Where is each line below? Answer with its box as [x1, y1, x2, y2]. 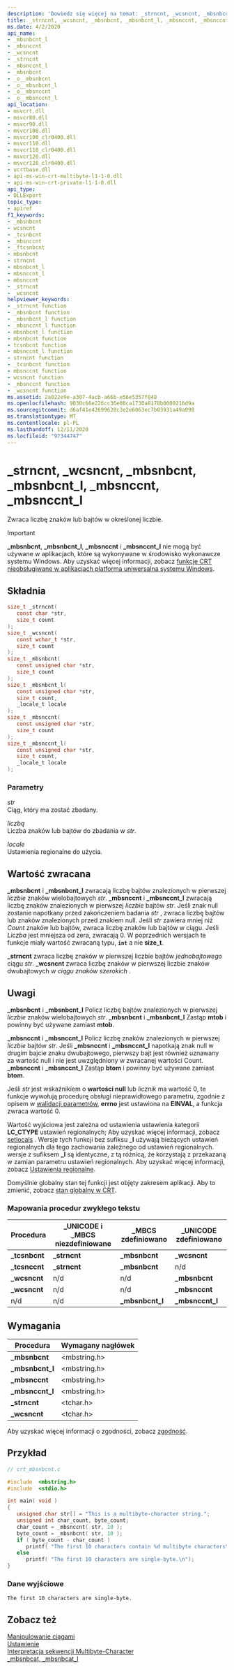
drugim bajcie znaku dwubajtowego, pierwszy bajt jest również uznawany [7, 1049, 219, 1057]
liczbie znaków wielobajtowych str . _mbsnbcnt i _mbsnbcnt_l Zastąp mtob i [7, 1012, 227, 1021]
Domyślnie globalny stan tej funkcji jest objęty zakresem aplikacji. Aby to [7, 1178, 216, 1186]
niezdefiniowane [54, 1239, 111, 1249]
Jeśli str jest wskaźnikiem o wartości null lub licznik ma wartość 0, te [7, 1084, 207, 1093]
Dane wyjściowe [7, 1579, 64, 1589]
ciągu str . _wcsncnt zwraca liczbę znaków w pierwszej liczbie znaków [7, 959, 210, 968]
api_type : [7, 186, 36, 193]
